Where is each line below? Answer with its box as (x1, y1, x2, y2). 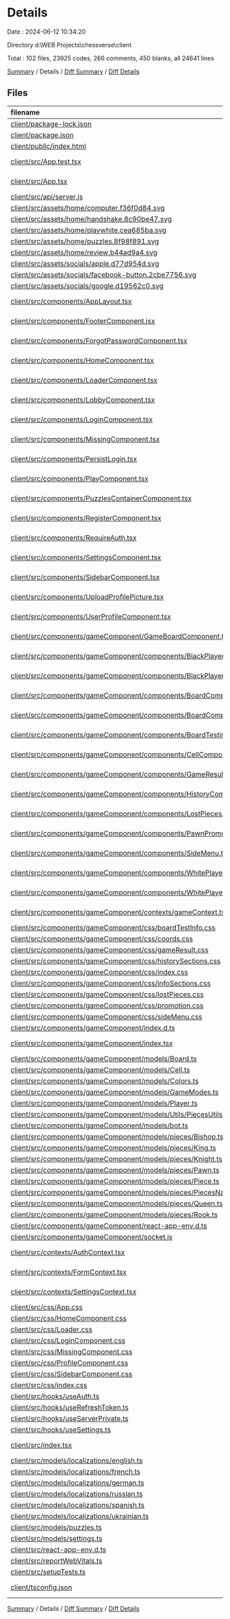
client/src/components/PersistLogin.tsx (10, 454, 138, 463)
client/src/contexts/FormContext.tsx (10, 1267, 127, 1276)
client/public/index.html (10, 141, 87, 151)
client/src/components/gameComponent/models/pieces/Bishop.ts (10, 1132, 224, 1141)
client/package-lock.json (10, 119, 92, 128)
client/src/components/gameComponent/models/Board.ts (10, 1054, 197, 1063)
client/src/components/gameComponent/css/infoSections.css (10, 978, 211, 988)
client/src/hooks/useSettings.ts (10, 1424, 112, 1434)
